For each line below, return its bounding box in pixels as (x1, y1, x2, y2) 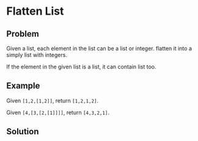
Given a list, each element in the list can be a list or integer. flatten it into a (6, 45, 193, 52)
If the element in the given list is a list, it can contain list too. (6, 63, 157, 70)
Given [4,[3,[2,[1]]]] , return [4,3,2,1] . (6, 109, 110, 116)
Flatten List (6, 4, 64, 18)
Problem (6, 29, 40, 39)
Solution (6, 126, 39, 137)
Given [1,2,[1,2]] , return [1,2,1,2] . (6, 96, 99, 104)
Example (6, 81, 40, 91)
